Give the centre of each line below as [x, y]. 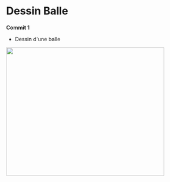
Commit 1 [18, 27]
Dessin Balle [37, 11]
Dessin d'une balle [37, 39]
